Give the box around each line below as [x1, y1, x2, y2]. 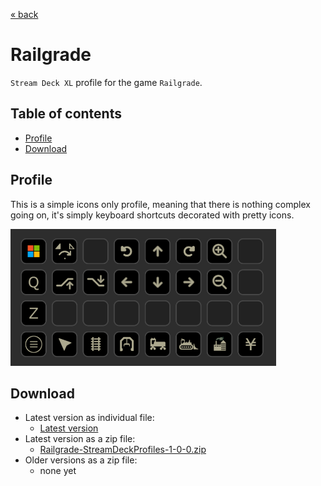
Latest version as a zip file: [24, 433, 136, 445]
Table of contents [10, 105, 122, 123]
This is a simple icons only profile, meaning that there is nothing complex [10, 198, 311, 210]
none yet [39, 465, 77, 477]
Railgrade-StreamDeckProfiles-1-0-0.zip [39, 444, 207, 456]
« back [10, 9, 39, 20]
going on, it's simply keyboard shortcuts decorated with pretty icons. [10, 209, 295, 221]
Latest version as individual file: [24, 412, 155, 424]
